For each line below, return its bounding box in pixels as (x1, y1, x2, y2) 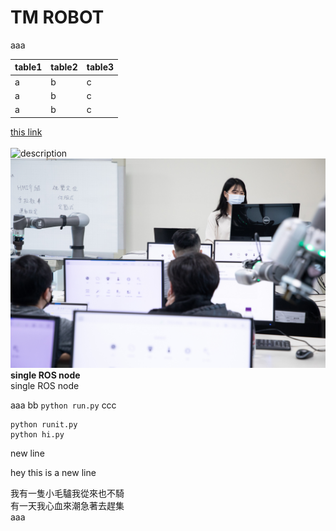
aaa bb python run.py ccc (10, 399, 117, 411)
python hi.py (10, 430, 65, 440)
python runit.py (10, 420, 78, 430)
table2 (50, 61, 78, 73)
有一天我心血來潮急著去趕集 (10, 500, 125, 512)
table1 (14, 61, 43, 73)
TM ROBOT (10, 6, 105, 29)
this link (10, 126, 43, 138)
